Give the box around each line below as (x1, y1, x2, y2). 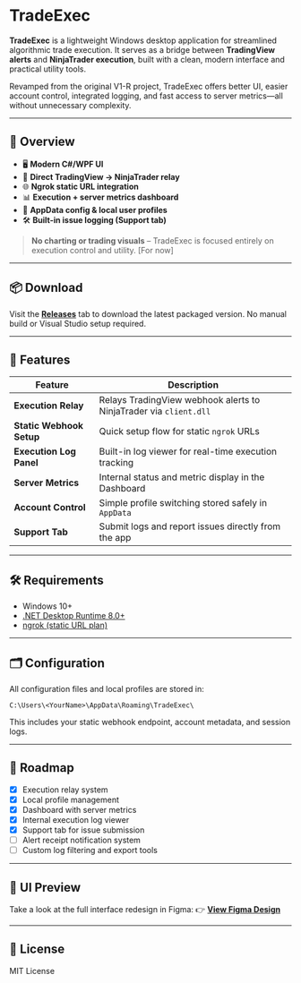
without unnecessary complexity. (9, 99, 132, 110)
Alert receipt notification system (21, 834, 142, 846)
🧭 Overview (9, 134, 75, 150)
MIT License (9, 965, 56, 976)
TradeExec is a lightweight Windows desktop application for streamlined (9, 35, 278, 46)
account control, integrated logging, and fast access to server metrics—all (9, 90, 284, 101)
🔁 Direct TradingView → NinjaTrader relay (21, 171, 181, 182)
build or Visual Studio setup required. (9, 318, 146, 329)
